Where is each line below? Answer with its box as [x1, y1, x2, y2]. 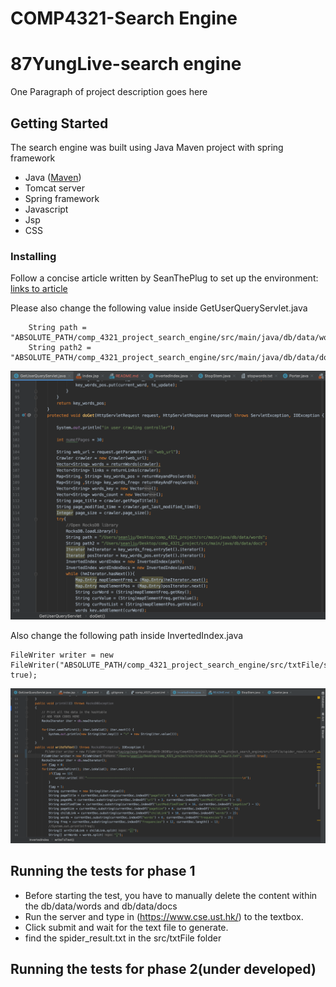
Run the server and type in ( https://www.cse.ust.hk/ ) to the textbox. [24, 910, 304, 922]
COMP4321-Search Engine [10, 7, 238, 30]
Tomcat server [24, 182, 85, 194]
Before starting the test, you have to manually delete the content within [24, 889, 318, 901]
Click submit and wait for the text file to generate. [24, 921, 229, 933]
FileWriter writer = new [10, 650, 114, 660]
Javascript [24, 203, 69, 215]
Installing [10, 249, 57, 263]
